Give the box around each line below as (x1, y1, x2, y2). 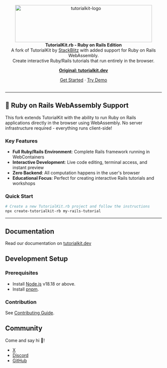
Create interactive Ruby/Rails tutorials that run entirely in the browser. (12, 58, 155, 64)
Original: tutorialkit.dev (59, 68, 108, 73)
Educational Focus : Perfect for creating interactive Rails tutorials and (12, 175, 155, 181)
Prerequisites (5, 270, 38, 277)
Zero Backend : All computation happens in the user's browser (12, 170, 140, 176)
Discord (12, 352, 29, 358)
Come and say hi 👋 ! (5, 337, 45, 343)
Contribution (5, 298, 37, 305)
